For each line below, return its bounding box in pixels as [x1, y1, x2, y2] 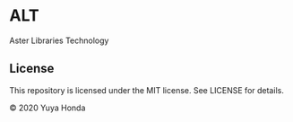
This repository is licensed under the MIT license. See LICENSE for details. [9, 84, 284, 95]
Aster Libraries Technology [9, 35, 109, 46]
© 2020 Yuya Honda [9, 102, 86, 113]
